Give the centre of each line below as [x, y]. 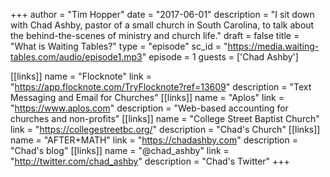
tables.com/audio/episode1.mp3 [76, 57]
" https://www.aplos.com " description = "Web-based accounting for [149, 108]
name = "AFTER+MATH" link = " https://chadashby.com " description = [154, 140]
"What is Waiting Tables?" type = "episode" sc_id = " [119, 46]
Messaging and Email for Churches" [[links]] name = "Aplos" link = [147, 97]
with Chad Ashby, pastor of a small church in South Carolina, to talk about [162, 25]
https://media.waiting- [273, 46]
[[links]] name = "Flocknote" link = [81, 76]
